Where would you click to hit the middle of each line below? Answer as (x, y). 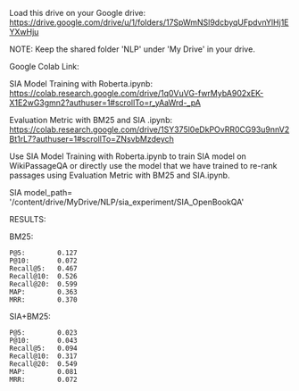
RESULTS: (28, 219)
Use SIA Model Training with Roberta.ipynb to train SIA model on (128, 156)
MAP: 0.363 (43, 292)
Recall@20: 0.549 (43, 364)
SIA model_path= (41, 192)
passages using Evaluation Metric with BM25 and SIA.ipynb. (120, 175)
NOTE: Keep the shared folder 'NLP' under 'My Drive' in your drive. (133, 49)
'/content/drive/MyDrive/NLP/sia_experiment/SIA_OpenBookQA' (127, 202)
